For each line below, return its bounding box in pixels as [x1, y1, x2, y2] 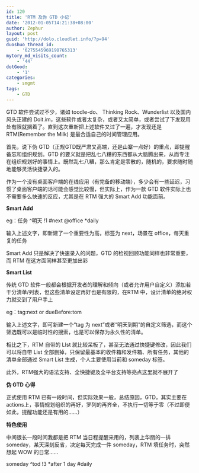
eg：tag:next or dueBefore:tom [6, 308, 82, 315]
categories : [6, 75, 36, 81]
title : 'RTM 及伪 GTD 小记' [6, 14, 72, 20]
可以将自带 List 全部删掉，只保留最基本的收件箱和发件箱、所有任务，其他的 [6, 348, 190, 356]
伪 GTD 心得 [6, 381, 36, 388]
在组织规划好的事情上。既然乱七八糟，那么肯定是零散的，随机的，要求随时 [6, 158, 188, 165]
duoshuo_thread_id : [6, 42, 54, 48]
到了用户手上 [21, 296, 53, 303]
